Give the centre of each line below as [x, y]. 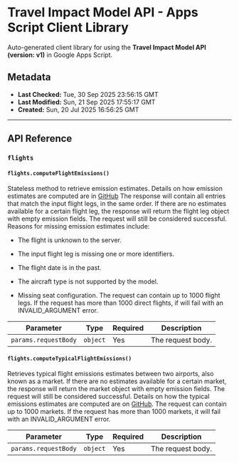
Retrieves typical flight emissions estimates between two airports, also [111, 374]
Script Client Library [68, 27]
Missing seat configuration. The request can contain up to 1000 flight [119, 296]
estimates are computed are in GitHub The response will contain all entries [117, 196]
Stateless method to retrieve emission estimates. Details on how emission [115, 189]
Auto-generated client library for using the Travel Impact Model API [107, 47]
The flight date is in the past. [59, 268]
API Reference [40, 139]
